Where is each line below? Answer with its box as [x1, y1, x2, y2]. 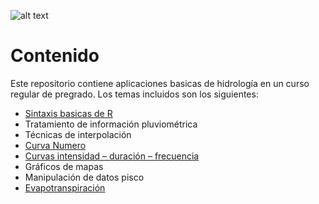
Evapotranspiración [24, 181, 106, 194]
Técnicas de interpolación [24, 128, 132, 140]
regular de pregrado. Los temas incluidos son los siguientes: [10, 88, 259, 100]
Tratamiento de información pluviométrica [24, 118, 198, 130]
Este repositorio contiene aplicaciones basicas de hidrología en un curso [10, 77, 310, 89]
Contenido [10, 45, 100, 67]
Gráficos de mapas [24, 160, 104, 172]
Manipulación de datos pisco [24, 171, 145, 183]
